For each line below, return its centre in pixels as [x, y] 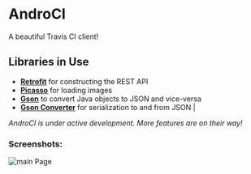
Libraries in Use [49, 62]
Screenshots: [36, 144]
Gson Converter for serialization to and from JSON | [108, 107]
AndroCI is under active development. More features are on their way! [125, 123]
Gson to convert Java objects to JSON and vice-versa [110, 99]
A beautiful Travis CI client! [54, 36]
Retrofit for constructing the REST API [84, 81]
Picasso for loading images [66, 90]
